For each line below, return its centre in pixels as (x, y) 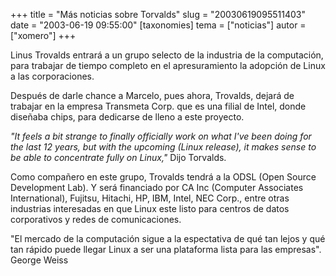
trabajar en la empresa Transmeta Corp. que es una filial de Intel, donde (158, 106)
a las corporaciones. (52, 76)
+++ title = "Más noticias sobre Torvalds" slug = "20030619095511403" (158, 14)
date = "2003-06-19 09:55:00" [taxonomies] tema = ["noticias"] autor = (158, 25)
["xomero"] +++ (43, 35)
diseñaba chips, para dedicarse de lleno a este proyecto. (127, 117)
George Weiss (39, 260)
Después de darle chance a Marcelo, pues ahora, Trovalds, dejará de (152, 95)
